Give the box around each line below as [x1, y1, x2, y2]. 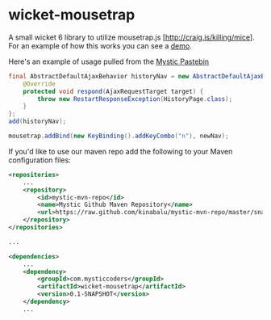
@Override [23, 79, 56, 88]
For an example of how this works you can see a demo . [8, 40, 192, 50]
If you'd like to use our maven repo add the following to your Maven [8, 146, 233, 156]
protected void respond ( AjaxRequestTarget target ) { [23, 87, 204, 95]
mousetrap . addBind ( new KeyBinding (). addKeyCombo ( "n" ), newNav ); [8, 132, 229, 141]
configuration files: [8, 155, 71, 165]
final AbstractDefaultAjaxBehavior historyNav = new [8, 72, 190, 80]
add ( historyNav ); [8, 117, 67, 126]
